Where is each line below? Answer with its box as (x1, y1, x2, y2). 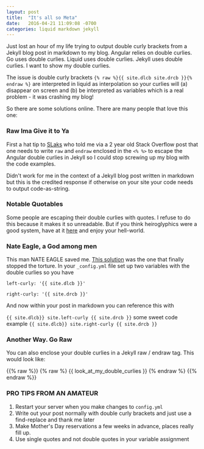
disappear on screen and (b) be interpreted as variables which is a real (6, 87, 184, 94)
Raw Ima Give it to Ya (6, 127, 69, 135)
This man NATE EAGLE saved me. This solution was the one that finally (6, 256, 184, 263)
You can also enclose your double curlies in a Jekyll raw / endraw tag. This (6, 349, 194, 356)
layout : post (6, 9, 40, 15)
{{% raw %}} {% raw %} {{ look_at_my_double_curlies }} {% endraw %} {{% (6, 367, 197, 375)
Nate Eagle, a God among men (6, 242, 97, 250)
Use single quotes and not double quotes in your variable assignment (15, 435, 189, 442)
